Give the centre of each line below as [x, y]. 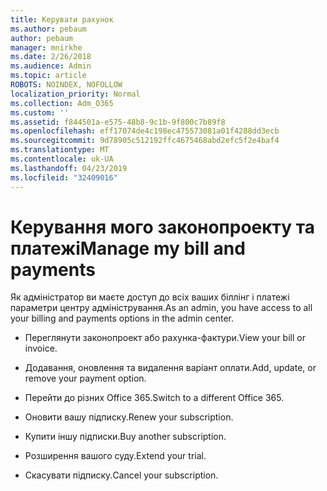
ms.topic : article [48, 76]
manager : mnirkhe [46, 47]
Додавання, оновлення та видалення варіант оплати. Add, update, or [170, 368]
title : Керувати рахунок [62, 19]
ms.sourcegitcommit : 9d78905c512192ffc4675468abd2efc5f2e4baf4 [145, 141]
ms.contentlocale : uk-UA [62, 159]
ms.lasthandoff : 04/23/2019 [69, 168]
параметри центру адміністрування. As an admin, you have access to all [161, 308]
